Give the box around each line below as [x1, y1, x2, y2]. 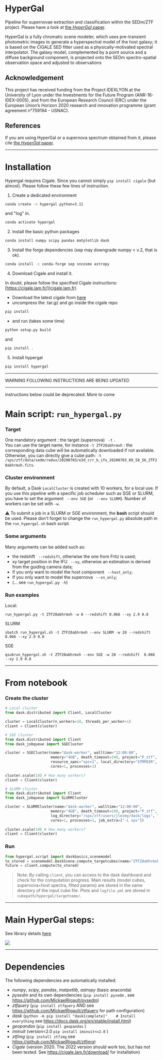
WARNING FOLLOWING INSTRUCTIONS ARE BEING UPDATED [5, 377, 130, 383]
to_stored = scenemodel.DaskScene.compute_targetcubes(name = [5, 858, 131, 864]
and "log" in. [5, 210, 30, 216]
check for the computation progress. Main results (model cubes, [16, 877, 146, 883]
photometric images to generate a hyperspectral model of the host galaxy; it [5, 39, 158, 44]
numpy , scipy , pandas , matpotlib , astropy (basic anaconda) [12, 987, 132, 993]
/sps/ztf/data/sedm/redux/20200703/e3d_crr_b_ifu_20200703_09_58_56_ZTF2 [5, 457, 158, 463]
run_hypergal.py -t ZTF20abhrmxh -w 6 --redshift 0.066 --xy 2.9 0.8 [5, 612, 149, 617]
